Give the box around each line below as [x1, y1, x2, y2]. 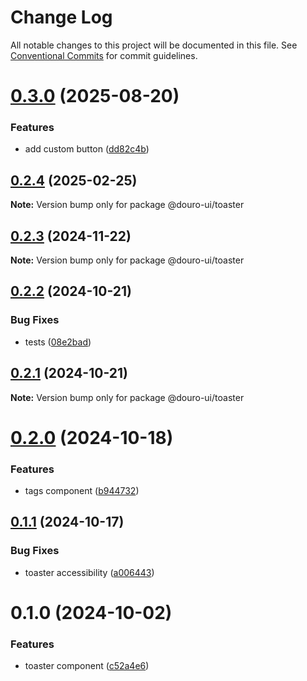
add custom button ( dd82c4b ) [24, 143, 150, 155]
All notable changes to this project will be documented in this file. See [10, 39, 298, 51]
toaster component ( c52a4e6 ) [24, 660, 150, 672]
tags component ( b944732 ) [24, 485, 140, 497]
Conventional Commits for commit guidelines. [10, 49, 198, 61]
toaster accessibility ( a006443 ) [24, 566, 155, 578]
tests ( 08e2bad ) [24, 336, 92, 348]
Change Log [10, 6, 113, 29]
